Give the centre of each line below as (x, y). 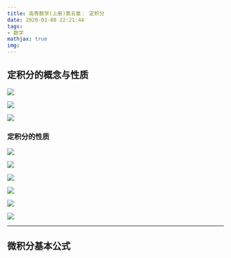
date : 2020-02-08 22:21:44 (46, 20)
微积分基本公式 (39, 246)
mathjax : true (27, 39)
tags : (15, 26)
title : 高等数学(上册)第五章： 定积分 (56, 13)
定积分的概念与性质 (48, 75)
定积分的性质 (29, 136)
